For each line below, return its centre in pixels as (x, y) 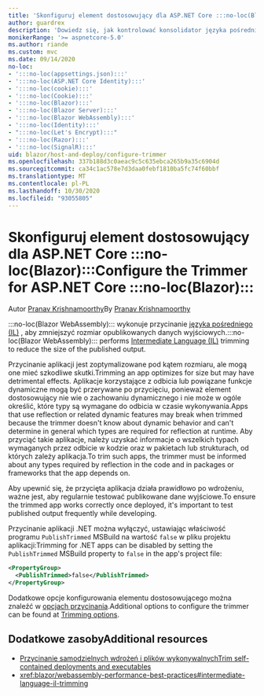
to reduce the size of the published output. (77, 349)
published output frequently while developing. (82, 514)
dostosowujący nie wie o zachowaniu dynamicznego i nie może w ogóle (125, 398)
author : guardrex (37, 23)
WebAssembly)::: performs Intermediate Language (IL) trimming (146, 341)
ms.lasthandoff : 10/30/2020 (54, 191)
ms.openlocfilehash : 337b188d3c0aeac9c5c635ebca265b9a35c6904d (114, 162)
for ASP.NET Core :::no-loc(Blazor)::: (131, 287)
